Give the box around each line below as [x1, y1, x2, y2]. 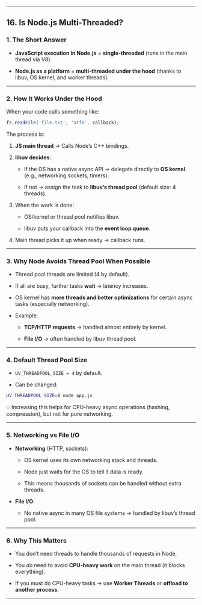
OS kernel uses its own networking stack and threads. [23, 456, 158, 463]
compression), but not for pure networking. [6, 410, 113, 418]
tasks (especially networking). [14, 300, 90, 308]
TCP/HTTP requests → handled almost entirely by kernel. [23, 324, 167, 331]
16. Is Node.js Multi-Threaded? [6, 17, 124, 28]
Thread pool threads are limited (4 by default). [14, 271, 130, 278]
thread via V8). [14, 55, 52, 63]
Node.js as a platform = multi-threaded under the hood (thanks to [14, 67, 182, 74]
